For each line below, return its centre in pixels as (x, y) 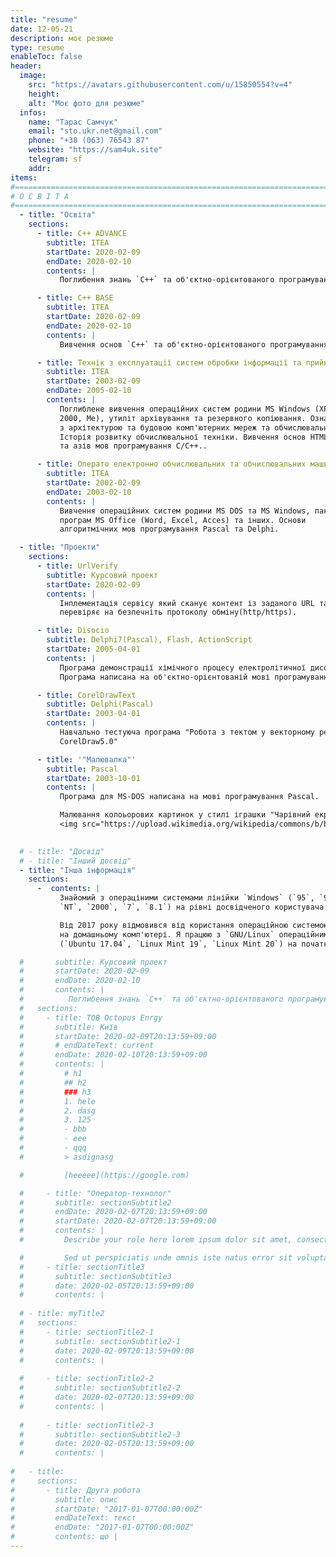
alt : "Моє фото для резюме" (86, 103)
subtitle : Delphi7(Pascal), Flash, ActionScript (149, 640)
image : (33, 76)
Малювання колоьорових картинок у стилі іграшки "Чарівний (185, 815)
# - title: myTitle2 (62, 1314)
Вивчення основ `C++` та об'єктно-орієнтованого (163, 344)
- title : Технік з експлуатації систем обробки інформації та (169, 362)
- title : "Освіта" (58, 215)
